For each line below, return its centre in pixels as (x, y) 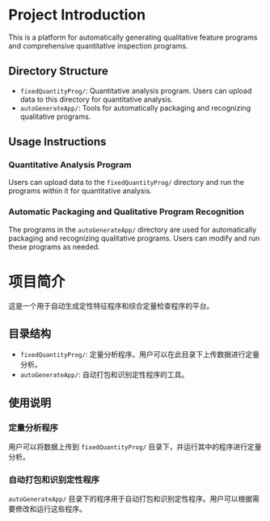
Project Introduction (77, 15)
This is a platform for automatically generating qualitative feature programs (133, 37)
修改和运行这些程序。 (51, 509)
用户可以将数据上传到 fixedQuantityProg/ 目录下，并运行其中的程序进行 (128, 447)
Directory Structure (59, 71)
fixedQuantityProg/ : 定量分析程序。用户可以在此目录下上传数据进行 (133, 355)
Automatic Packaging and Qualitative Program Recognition (127, 212)
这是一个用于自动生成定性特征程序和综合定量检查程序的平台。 (111, 305)
